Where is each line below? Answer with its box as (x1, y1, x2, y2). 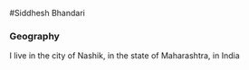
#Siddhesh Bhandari (9, 8, 86, 18)
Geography (9, 30, 61, 42)
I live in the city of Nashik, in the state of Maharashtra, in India (9, 50, 240, 61)
